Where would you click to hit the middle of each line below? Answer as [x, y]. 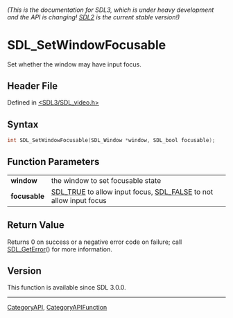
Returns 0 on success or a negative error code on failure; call [95, 242]
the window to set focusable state [106, 180]
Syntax [23, 124]
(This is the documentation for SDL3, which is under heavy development [111, 10]
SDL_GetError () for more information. [60, 249]
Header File [33, 86]
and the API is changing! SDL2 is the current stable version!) [94, 17]
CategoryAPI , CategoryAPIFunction [57, 308]
